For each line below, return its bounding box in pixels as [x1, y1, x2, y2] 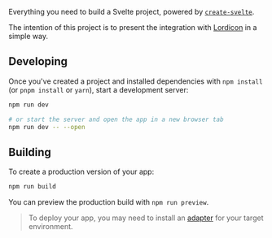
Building [8, 145, 51, 159]
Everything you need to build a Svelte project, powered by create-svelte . [8, 7, 255, 16]
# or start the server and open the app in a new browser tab [8, 115, 224, 123]
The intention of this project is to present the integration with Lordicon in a [8, 23, 257, 32]
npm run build [8, 183, 57, 191]
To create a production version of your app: [8, 167, 155, 177]
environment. [28, 222, 73, 232]
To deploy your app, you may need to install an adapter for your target [28, 213, 264, 223]
